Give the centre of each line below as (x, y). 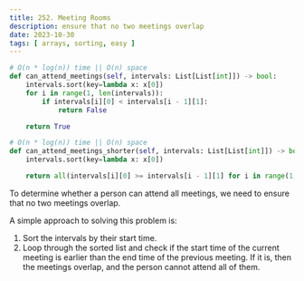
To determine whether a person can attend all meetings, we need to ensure (149, 193)
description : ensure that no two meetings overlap (107, 26)
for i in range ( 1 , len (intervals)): (95, 93)
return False (82, 110)
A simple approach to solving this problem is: (94, 220)
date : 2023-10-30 (42, 34)
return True (48, 126)
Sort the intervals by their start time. (90, 237)
